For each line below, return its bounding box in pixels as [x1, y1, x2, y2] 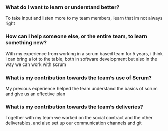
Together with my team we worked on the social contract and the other [5, 115, 153, 121]
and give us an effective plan [5, 91, 66, 97]
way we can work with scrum [5, 61, 66, 68]
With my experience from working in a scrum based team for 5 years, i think [5, 50, 163, 56]
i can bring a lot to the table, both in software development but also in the [5, 56, 157, 62]
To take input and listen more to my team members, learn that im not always [5, 15, 163, 21]
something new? [5, 39, 47, 46]
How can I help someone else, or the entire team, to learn [5, 33, 147, 40]
